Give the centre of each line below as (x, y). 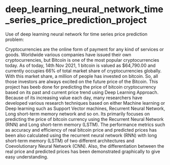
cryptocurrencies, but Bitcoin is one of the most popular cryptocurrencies (82, 60)
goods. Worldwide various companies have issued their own (68, 55)
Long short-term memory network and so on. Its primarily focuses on (78, 114)
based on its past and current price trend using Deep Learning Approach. (82, 92)
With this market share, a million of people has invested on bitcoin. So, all (82, 76)
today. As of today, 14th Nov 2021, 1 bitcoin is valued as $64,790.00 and (80, 65)
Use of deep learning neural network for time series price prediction (76, 34)
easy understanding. (27, 157)
